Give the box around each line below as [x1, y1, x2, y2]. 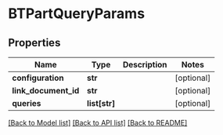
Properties [8, 36, 61, 49]
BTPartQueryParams [8, 5, 146, 23]
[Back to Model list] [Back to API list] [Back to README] [8, 119, 188, 127]
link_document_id [12, 86, 80, 96]
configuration [12, 72, 64, 83]
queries [12, 98, 41, 108]
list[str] [87, 98, 116, 108]
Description [122, 60, 167, 70]
